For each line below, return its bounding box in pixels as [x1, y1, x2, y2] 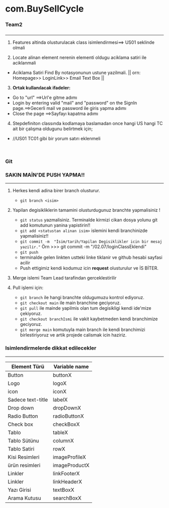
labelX [52, 396, 68, 403]
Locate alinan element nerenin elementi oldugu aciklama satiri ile [12, 54, 147, 61]
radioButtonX [52, 412, 84, 419]
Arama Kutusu [8, 494, 41, 501]
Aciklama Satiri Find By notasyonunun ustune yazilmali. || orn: [12, 70, 141, 76]
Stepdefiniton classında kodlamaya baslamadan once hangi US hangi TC [12, 121, 163, 127]
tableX [52, 429, 68, 436]
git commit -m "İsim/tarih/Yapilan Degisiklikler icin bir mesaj [20, 239, 162, 245]
